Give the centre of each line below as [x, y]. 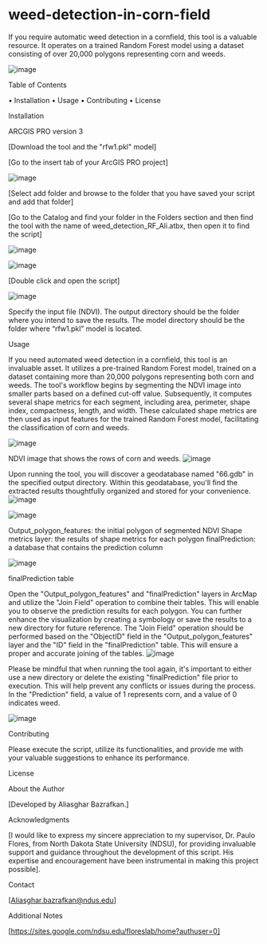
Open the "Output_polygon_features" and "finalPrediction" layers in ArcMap [133, 594]
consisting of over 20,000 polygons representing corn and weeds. [117, 54]
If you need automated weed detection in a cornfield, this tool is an [118, 359]
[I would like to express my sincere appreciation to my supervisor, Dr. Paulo [132, 835]
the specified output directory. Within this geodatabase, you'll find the [123, 482]
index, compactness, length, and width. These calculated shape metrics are [133, 410]
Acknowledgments [39, 819]
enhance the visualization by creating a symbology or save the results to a [130, 619]
